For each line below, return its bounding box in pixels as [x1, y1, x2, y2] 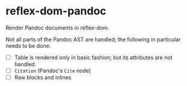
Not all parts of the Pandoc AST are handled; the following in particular [5, 35, 181, 43]
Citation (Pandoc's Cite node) [14, 67, 91, 74]
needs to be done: [5, 42, 51, 49]
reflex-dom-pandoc [5, 4, 106, 18]
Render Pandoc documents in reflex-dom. [5, 24, 109, 31]
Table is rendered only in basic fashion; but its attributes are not [14, 54, 173, 61]
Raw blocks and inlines [14, 74, 72, 81]
